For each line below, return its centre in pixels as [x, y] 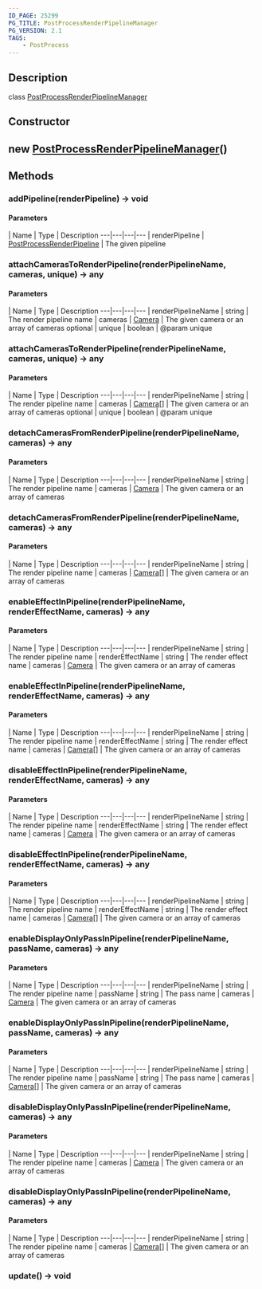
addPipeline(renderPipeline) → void [78, 198]
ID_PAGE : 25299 [33, 16]
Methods [31, 176]
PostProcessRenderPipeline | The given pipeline [87, 244]
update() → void [40, 1275]
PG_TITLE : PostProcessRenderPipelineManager [83, 23]
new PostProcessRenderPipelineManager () [118, 149]
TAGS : [17, 38]
